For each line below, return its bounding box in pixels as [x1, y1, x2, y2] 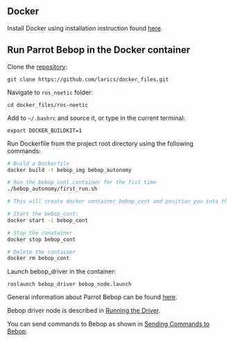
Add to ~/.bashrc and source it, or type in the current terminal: [7, 114, 186, 122]
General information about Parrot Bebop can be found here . [7, 293, 178, 301]
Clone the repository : [7, 62, 68, 71]
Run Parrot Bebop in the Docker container [7, 44, 191, 56]
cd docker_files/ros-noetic [7, 101, 89, 108]
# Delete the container [7, 248, 76, 255]
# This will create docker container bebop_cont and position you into [7, 198, 218, 205]
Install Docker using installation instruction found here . [7, 24, 163, 32]
